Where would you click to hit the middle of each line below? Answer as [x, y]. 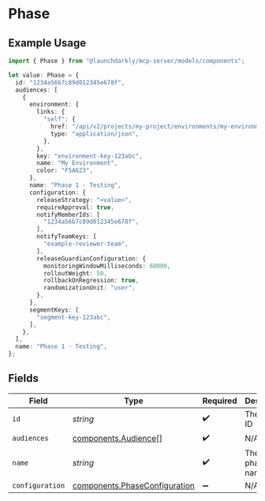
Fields [24, 378]
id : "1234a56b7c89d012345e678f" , [70, 82]
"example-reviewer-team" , [86, 244]
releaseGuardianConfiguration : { [91, 258]
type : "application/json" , [95, 134]
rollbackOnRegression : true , [91, 281]
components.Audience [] [118, 439]
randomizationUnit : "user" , [89, 288]
